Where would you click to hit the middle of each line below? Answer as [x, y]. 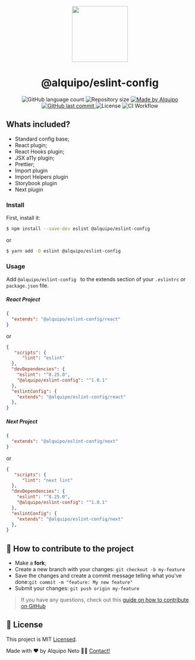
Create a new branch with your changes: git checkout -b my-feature [100, 569]
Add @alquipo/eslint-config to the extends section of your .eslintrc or [96, 279]
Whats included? [38, 124]
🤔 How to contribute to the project [70, 548]
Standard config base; [42, 139]
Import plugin [31, 170]
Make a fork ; [30, 563]
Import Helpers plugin [41, 177]
